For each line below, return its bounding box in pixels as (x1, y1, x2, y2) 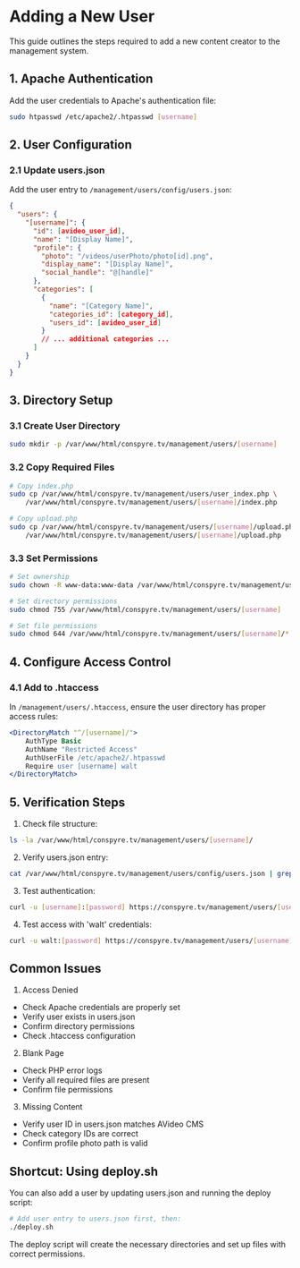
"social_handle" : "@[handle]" (41, 268, 154, 277)
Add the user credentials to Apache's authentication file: (9, 95, 217, 106)
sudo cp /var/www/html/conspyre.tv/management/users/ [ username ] (9, 523, 254, 532)
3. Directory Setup (9, 393, 113, 408)
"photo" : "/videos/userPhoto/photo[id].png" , (41, 251, 214, 260)
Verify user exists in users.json (21, 1011, 136, 1022)
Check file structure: (21, 819, 98, 830)
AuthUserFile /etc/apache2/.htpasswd (25, 753, 166, 762)
